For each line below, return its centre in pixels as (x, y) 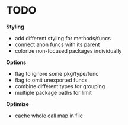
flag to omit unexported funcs (51, 80)
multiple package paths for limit (53, 92)
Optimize (18, 104)
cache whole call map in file (49, 116)
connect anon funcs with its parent (57, 44)
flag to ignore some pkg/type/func (57, 73)
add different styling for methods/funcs (63, 38)
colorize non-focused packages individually (68, 50)
